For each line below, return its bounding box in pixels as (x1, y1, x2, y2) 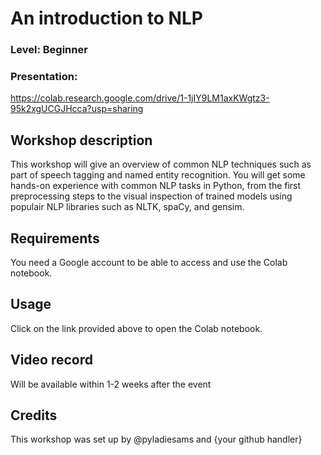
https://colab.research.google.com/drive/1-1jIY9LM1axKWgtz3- (10, 92, 270, 104)
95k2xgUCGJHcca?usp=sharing (10, 103, 144, 115)
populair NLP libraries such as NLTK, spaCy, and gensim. (10, 201, 245, 213)
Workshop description (10, 132, 153, 149)
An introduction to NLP (10, 7, 203, 30)
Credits (10, 407, 58, 424)
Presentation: (10, 70, 78, 84)
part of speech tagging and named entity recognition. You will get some (10, 169, 306, 181)
